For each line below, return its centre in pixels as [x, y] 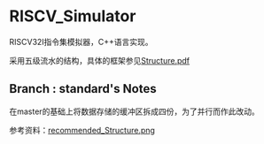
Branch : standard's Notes [83, 89]
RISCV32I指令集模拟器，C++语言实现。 [81, 42]
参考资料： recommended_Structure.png [82, 130]
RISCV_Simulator [73, 16]
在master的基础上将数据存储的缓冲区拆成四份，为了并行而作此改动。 [134, 111]
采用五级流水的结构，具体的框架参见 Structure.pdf [100, 60]
